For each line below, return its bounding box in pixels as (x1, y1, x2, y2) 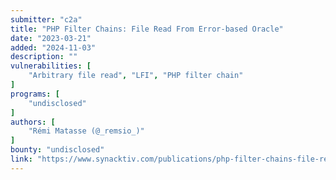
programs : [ (10, 89, 60, 99)
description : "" (10, 52, 78, 62)
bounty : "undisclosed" (10, 145, 105, 155)
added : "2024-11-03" (10, 42, 97, 53)
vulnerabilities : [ (10, 61, 92, 71)
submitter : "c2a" (10, 14, 83, 25)
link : (10, 154, 33, 164)
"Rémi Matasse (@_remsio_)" (28, 126, 145, 136)
